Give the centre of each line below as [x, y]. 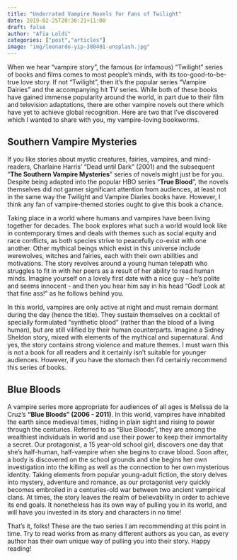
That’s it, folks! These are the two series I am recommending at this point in [117, 526]
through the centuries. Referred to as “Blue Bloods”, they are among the [112, 429]
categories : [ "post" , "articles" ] [57, 40]
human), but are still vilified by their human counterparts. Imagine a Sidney [116, 330]
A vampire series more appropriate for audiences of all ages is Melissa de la [118, 407]
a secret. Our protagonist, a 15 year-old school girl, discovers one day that [115, 444]
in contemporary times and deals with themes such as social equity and [112, 233]
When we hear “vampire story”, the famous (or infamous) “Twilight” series [115, 67]
